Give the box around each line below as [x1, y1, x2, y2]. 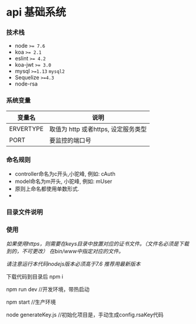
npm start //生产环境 [6, 298, 57, 305]
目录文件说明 [6, 208, 43, 216]
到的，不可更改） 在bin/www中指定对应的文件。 [6, 247, 124, 255]
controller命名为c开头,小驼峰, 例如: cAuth [14, 170, 116, 178]
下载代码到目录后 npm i [6, 273, 64, 280]
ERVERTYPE [9, 124, 43, 133]
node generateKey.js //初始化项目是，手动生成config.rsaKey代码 [6, 311, 164, 319]
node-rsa [14, 80, 38, 87]
